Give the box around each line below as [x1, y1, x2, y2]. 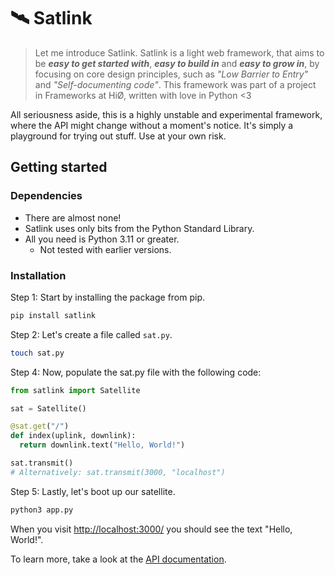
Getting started [10, 159, 108, 176]
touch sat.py [10, 348, 65, 358]
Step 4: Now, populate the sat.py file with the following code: [10, 366, 262, 378]
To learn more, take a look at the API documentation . [10, 553, 227, 565]
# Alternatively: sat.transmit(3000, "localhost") [10, 467, 226, 477]
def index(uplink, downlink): [10, 431, 137, 441]
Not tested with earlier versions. [39, 243, 172, 255]
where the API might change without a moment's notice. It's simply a [10, 119, 294, 131]
